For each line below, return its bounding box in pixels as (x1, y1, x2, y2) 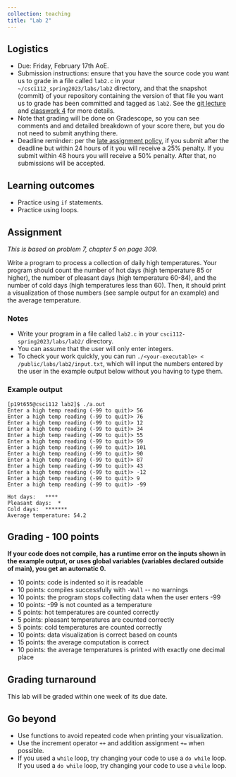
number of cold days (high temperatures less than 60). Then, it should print (7, 281, 226, 289)
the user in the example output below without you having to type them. (17, 367, 223, 376)
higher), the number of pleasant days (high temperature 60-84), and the (7, 273, 217, 282)
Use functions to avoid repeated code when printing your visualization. (17, 731, 223, 740)
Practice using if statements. (17, 198, 104, 207)
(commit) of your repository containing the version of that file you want (17, 92, 224, 100)
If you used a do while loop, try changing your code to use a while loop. (17, 761, 227, 769)
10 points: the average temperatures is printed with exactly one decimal (17, 646, 225, 654)
